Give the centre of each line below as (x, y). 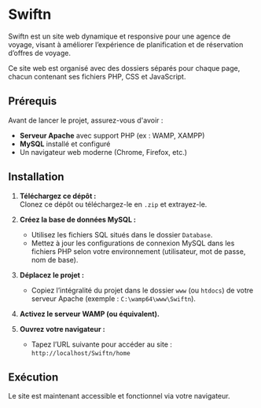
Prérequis (33, 101)
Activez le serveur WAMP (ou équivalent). (89, 314)
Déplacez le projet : (52, 275)
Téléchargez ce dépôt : (58, 196)
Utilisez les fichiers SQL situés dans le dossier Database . (122, 234)
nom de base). (55, 259)
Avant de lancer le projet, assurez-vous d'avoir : (86, 120)
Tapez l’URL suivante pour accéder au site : (102, 344)
